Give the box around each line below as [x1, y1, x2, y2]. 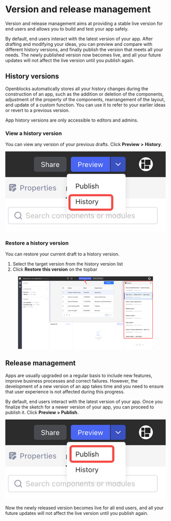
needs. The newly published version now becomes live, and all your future [5, 52, 161, 58]
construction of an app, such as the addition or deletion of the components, [5, 91, 164, 97]
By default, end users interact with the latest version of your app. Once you [5, 398, 163, 404]
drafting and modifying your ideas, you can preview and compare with [5, 41, 153, 47]
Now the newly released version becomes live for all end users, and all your [5, 505, 164, 511]
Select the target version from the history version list [12, 261, 123, 267]
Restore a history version [5, 239, 69, 246]
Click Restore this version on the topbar [12, 266, 98, 273]
